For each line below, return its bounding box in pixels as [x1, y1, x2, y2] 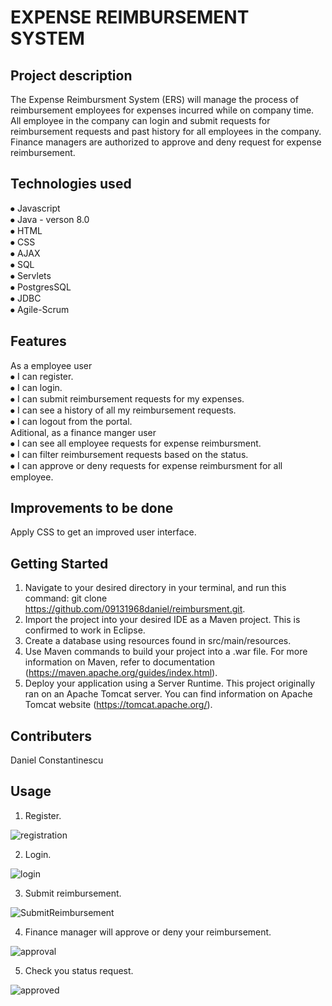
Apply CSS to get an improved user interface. [10, 526, 197, 538]
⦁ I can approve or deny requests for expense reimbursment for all [10, 459, 283, 471]
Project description [10, 67, 133, 84]
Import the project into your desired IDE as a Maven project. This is [24, 614, 301, 626]
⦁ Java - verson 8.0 [10, 213, 90, 225]
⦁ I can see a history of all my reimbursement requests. [10, 404, 237, 416]
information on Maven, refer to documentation [24, 656, 215, 668]
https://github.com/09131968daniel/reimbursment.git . [24, 603, 246, 615]
